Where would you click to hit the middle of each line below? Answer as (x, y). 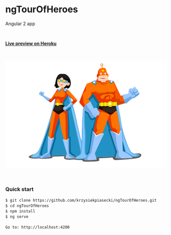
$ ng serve (17, 217)
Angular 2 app (20, 24)
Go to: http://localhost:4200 (38, 227)
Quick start (20, 189)
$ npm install (20, 211)
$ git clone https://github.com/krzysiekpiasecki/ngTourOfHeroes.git (81, 201)
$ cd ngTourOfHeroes (27, 206)
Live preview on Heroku (31, 43)
